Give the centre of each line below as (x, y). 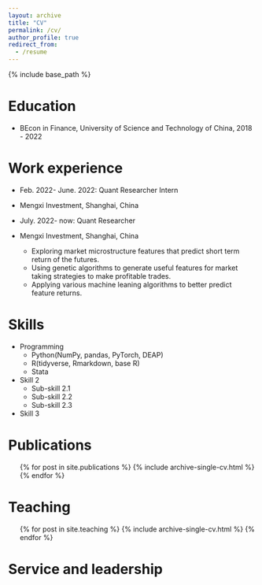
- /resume (31, 52)
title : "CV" (28, 23)
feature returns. (57, 293)
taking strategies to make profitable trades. (101, 276)
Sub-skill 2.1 (51, 388)
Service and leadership (85, 569)
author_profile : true (44, 37)
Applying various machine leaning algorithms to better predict (131, 284)
